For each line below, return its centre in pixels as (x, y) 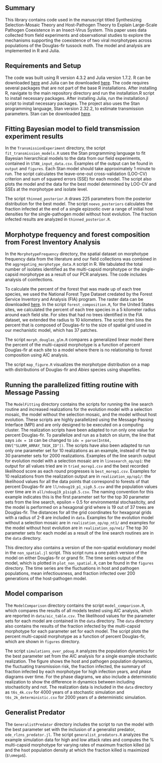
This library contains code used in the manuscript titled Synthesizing (73, 19)
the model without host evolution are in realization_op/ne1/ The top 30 (77, 528)
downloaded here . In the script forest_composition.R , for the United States (80, 305)
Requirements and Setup (43, 66)
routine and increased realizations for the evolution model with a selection (79, 409)
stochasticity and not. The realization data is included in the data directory (79, 687)
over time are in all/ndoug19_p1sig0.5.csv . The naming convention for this (79, 492)
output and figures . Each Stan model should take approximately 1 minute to (80, 169)
